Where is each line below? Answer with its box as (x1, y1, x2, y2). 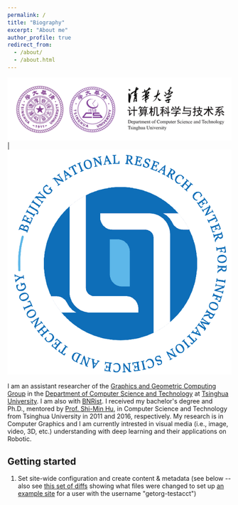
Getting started (7, 455, 77, 467)
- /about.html (13, 57, 55, 64)
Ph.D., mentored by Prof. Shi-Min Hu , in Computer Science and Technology (7, 405, 227, 413)
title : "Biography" (7, 18, 65, 26)
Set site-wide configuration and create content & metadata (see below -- (17, 474, 232, 482)
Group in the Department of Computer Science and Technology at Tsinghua (7, 389, 229, 398)
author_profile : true (7, 34, 72, 41)
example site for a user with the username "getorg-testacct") (17, 489, 197, 497)
